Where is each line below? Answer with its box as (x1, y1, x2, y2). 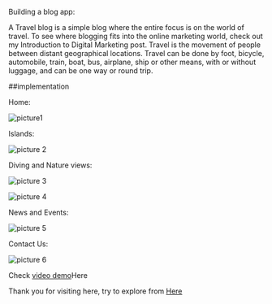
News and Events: (8, 207, 69, 217)
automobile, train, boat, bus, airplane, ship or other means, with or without (8, 57, 257, 67)
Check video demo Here (8, 271, 88, 280)
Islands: (8, 129, 35, 138)
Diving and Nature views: (8, 160, 93, 170)
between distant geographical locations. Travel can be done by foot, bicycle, (8, 49, 265, 58)
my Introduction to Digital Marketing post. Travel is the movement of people (8, 40, 261, 50)
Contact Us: (8, 239, 49, 249)
